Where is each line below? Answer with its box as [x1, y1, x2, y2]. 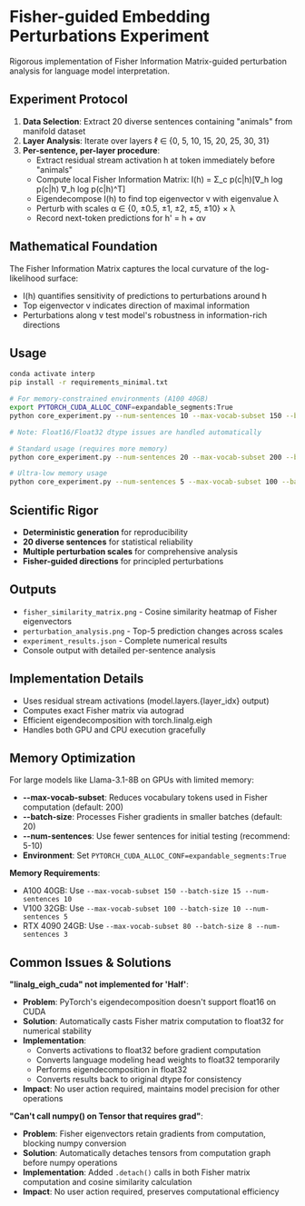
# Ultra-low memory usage [9, 469, 107, 478]
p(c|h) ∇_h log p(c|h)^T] [35, 184, 126, 194]
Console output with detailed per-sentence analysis [22, 644, 216, 655]
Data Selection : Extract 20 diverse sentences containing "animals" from [22, 115, 293, 126]
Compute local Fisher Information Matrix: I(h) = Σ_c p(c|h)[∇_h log [35, 174, 283, 184]
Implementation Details [9, 671, 144, 687]
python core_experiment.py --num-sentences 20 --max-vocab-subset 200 [9, 453, 282, 462]
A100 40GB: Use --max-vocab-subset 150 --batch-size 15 [22, 885, 241, 896]
